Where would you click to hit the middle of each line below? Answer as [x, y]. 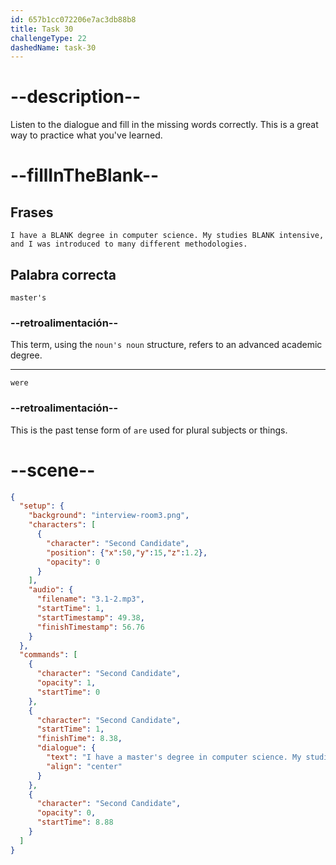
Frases [32, 212]
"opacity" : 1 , [66, 683]
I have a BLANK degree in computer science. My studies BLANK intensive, [167, 236]
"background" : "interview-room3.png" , [109, 516]
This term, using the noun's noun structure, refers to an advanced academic [166, 345]
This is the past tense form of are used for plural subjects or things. [149, 430]
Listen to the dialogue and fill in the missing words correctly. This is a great [164, 125]
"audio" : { [51, 590]
